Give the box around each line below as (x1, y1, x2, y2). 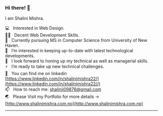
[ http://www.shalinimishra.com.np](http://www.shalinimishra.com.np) (5, 101, 144, 107)
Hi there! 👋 (5, 4, 31, 11)
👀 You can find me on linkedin (5, 71, 67, 77)
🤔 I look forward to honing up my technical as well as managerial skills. (5, 58, 149, 64)
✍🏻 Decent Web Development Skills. (5, 32, 80, 38)
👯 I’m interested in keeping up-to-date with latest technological (5, 48, 133, 54)
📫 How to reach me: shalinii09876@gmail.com (5, 86, 102, 92)
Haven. (5, 42, 19, 48)
